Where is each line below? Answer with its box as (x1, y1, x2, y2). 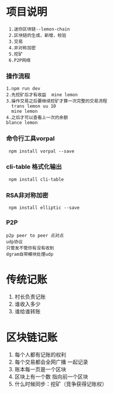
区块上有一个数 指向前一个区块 (14, 373, 88, 380)
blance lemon (6, 120, 38, 126)
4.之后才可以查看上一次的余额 (6, 115, 69, 121)
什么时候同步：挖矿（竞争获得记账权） (14, 381, 107, 388)
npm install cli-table (8, 177, 64, 182)
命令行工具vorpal (6, 134, 55, 143)
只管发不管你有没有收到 (6, 245, 54, 251)
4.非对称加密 (8, 45, 36, 50)
